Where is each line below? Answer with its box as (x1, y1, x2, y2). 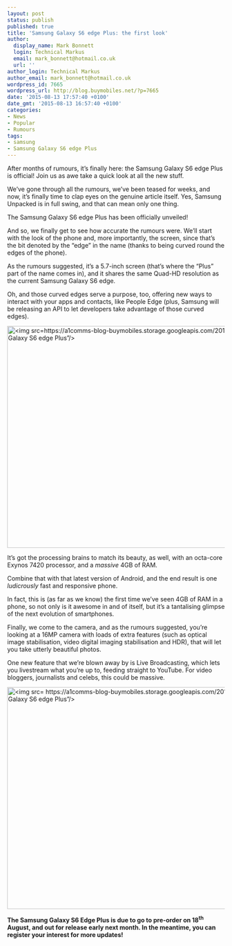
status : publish (7, 17, 54, 24)
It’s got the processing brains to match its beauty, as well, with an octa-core (7, 554, 223, 561)
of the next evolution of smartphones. (7, 610, 115, 618)
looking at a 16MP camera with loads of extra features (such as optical (7, 630, 207, 639)
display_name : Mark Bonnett (13, 42, 95, 49)
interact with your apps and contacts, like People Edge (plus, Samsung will (7, 298, 220, 305)
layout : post (7, 10, 45, 17)
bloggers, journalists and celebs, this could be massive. (7, 673, 166, 682)
